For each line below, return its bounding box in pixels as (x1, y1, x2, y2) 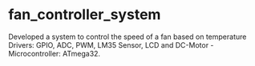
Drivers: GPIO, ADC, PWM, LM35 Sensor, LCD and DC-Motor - (8, 40, 214, 49)
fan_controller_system (8, 6, 161, 24)
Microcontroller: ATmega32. (8, 49, 101, 58)
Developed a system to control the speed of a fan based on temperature (8, 32, 247, 41)
